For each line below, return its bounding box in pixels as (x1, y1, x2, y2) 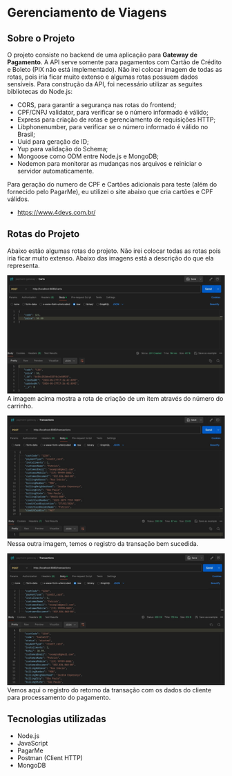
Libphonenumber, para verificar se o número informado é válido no (17, 123, 209, 131)
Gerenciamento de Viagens (7, 5, 167, 21)
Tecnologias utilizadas (7, 713, 106, 725)
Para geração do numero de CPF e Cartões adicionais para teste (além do (7, 180, 217, 188)
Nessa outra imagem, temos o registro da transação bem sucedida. (7, 540, 199, 548)
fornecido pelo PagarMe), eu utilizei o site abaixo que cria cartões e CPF (7, 188, 213, 196)
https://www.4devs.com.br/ (17, 209, 96, 216)
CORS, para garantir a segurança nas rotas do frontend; (17, 101, 177, 108)
